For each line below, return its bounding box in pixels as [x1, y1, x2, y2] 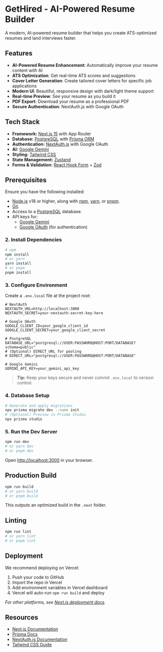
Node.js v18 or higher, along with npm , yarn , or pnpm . [12, 198, 120, 204]
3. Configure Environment [5, 281, 68, 288]
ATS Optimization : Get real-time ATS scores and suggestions [12, 72, 136, 79]
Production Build [5, 472, 57, 480]
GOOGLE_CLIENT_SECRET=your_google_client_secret [5, 328, 106, 333]
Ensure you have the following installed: [5, 189, 85, 195]
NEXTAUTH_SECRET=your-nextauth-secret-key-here [5, 311, 104, 316]
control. [17, 380, 33, 386]
